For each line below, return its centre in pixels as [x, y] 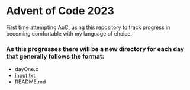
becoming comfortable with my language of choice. [69, 33]
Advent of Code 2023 [60, 11]
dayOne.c [27, 69]
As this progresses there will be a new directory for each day [95, 49]
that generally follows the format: [55, 56]
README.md [30, 82]
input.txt [25, 76]
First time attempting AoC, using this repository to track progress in [88, 27]
